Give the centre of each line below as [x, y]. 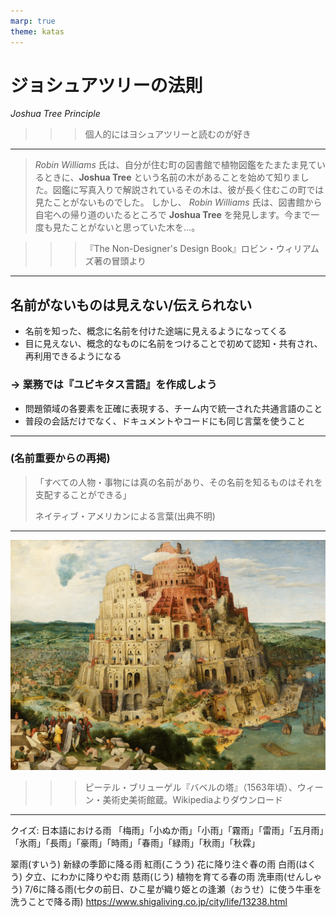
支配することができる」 [83, 494]
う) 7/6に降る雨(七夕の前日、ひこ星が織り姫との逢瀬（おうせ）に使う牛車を [166, 889]
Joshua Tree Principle [55, 114]
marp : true [33, 21]
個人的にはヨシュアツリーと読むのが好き [168, 134]
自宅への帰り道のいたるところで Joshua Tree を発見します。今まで [173, 215]
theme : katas [37, 31]
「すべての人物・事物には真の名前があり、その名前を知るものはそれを [178, 482]
